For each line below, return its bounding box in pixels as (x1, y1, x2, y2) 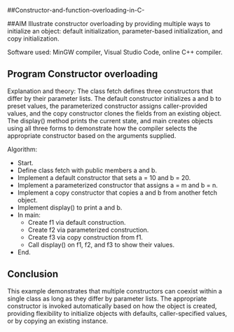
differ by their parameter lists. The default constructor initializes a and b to (7, 94, 222, 102)
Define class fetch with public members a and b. (17, 166, 158, 174)
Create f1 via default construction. (27, 218, 126, 226)
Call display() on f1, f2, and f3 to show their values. (27, 240, 175, 249)
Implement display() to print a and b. (17, 203, 123, 212)
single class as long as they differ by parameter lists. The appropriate (7, 294, 207, 303)
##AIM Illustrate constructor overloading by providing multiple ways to (7, 20, 211, 27)
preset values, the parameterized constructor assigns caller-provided (7, 102, 208, 110)
